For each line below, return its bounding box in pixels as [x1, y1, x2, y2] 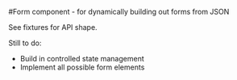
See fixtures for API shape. [8, 23, 98, 32]
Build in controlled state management [19, 54, 144, 63]
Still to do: [8, 38, 42, 48]
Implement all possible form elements [19, 62, 145, 72]
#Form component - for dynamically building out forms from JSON [8, 7, 230, 16]
